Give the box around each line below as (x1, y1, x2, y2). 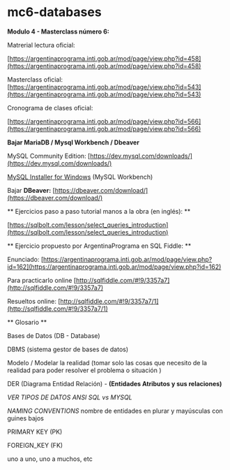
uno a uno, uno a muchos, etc (7, 455, 93, 463)
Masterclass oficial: (7, 75, 63, 84)
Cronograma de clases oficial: (7, 103, 93, 112)
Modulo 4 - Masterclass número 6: (7, 27, 109, 36)
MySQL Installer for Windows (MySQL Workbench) (7, 172, 153, 181)
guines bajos (7, 413, 44, 423)
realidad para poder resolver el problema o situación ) (7, 366, 162, 374)
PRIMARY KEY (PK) (7, 427, 63, 436)
